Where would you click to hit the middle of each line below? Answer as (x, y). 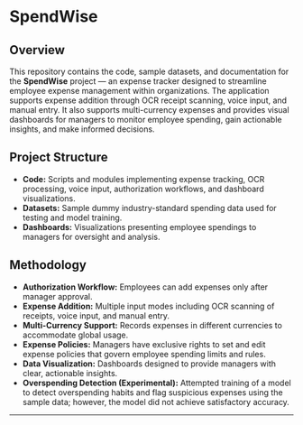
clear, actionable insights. (70, 373)
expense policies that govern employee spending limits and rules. (144, 354)
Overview (37, 50)
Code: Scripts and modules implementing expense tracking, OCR (143, 179)
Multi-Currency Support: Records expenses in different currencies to (152, 325)
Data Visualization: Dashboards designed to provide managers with (149, 364)
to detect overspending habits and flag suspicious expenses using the (152, 392)
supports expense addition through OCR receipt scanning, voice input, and (148, 100)
